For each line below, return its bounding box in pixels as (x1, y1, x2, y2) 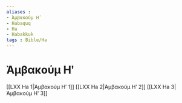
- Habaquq (6, 20, 31, 26)
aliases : (6, 8, 31, 15)
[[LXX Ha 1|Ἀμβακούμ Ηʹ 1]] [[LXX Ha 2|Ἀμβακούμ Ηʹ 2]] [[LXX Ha (6, 83, 170, 90)
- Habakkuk (6, 32, 34, 38)
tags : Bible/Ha (6, 37, 47, 43)
